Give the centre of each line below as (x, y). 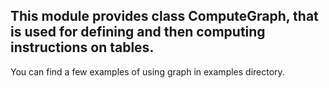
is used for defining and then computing (138, 32)
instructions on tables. (82, 47)
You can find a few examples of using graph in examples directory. (147, 71)
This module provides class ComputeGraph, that (164, 16)
